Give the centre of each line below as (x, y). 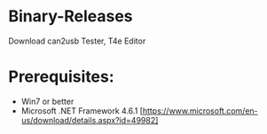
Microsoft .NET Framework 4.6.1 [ (82, 110)
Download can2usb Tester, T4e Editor (77, 41)
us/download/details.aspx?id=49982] (90, 120)
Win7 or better (47, 101)
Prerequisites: (61, 77)
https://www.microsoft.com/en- (200, 110)
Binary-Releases (71, 16)
